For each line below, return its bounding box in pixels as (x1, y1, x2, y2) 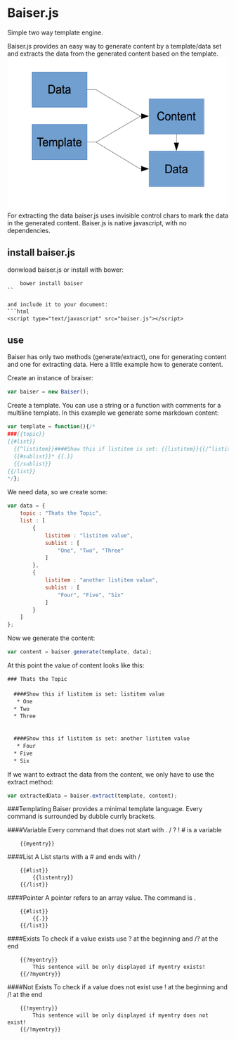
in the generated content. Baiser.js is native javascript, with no (7, 218, 188, 227)
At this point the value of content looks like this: (7, 661, 145, 670)
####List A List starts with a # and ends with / (7, 853, 140, 861)
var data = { (7, 502, 46, 510)
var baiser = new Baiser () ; (7, 389, 90, 396)
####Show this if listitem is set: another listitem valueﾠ (13, 735, 195, 742)
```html (7, 308, 30, 315)
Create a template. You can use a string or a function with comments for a (7, 401, 221, 410)
